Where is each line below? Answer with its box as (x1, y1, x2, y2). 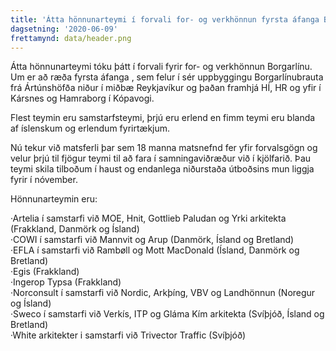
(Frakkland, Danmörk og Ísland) (10, 223, 140, 235)
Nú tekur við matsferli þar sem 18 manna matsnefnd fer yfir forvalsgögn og (10, 142, 318, 154)
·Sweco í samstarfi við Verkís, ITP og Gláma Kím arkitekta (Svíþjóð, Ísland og (10, 308, 325, 320)
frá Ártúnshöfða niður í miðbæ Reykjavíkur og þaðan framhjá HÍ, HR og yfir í (10, 82, 322, 94)
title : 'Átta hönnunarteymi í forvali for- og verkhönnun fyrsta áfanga (10, 14, 320, 25)
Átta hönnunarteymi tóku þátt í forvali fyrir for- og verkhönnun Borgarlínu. (10, 61, 313, 73)
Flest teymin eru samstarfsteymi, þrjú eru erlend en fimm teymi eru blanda (10, 112, 316, 124)
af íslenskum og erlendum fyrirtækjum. (10, 122, 171, 135)
